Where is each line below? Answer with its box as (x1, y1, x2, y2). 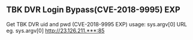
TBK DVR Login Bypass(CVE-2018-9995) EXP (6, 5, 181, 15)
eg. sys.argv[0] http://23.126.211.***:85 (6, 27, 105, 34)
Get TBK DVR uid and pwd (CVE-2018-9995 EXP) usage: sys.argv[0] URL (6, 20, 188, 27)
